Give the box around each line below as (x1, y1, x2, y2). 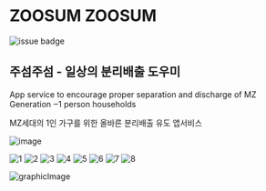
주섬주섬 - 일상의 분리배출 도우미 (9, 65, 181, 80)
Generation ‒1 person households (9, 98, 137, 109)
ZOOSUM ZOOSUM (9, 5, 158, 26)
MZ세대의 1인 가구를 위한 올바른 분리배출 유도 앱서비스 (9, 117, 203, 128)
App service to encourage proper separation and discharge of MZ (9, 88, 257, 100)
